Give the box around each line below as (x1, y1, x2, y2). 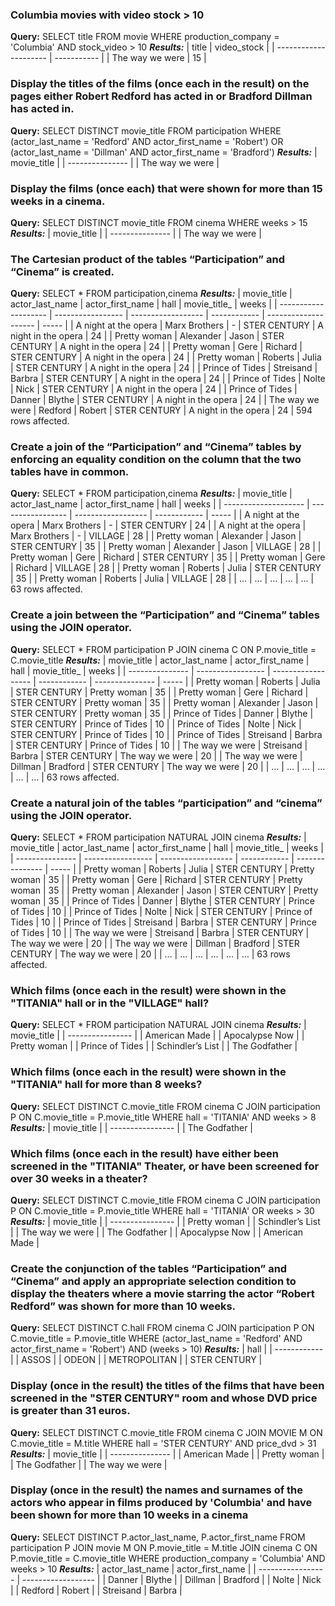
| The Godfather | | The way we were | (10, 1458, 168, 1470)
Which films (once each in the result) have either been (10, 1146, 279, 1160)
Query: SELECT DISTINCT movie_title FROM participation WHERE (10, 124, 282, 137)
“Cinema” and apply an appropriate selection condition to (10, 1274, 297, 1288)
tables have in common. (10, 465, 130, 479)
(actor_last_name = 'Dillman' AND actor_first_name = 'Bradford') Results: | (10, 146, 318, 158)
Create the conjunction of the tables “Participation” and (10, 1261, 288, 1275)
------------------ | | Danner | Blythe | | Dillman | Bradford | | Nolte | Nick (21, 1573, 322, 1585)
